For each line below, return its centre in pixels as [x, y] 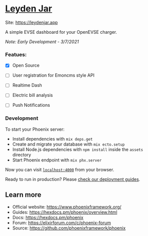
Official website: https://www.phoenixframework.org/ [67, 207]
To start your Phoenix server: [35, 129]
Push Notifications [31, 105]
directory [22, 155]
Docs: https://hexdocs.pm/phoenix [48, 217]
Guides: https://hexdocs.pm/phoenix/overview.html [65, 212]
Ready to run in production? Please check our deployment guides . [73, 179]
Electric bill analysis [33, 95]
